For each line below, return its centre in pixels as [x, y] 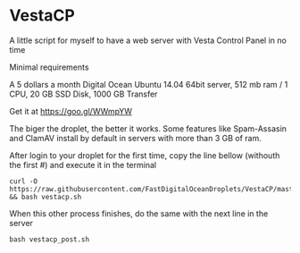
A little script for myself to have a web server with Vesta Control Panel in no [148, 40]
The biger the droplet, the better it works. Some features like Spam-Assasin [148, 128]
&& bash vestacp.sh [46, 197]
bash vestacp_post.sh [50, 239]
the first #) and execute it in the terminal [83, 164]
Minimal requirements [49, 67]
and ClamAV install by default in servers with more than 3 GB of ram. [135, 138]
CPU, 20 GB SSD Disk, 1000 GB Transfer [83, 94]
